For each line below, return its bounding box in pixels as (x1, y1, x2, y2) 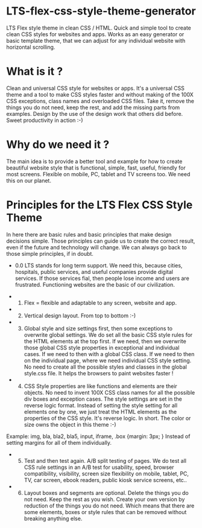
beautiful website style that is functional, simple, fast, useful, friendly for (6, 164, 186, 171)
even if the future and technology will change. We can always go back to (6, 243, 187, 251)
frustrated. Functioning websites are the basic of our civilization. (14, 281, 175, 288)
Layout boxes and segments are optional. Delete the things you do (24, 489, 189, 496)
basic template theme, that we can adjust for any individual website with (6, 37, 186, 44)
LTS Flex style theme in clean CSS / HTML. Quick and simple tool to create (6, 24, 191, 31)
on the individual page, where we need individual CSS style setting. (24, 357, 192, 364)
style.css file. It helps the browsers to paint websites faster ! (24, 369, 174, 377)
